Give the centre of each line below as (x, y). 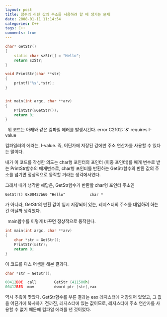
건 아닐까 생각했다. (23, 211)
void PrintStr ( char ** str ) (33, 74)
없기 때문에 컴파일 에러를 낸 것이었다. (55, 310)
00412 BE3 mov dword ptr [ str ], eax (51, 287)
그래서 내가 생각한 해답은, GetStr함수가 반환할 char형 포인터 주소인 (70, 185)
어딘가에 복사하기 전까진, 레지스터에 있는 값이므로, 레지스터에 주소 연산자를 (83, 303)
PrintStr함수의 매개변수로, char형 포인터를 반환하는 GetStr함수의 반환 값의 (82, 168)
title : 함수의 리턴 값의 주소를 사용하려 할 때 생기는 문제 (58, 14)
